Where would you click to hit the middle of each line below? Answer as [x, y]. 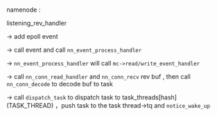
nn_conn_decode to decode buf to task [60, 84]
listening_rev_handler [37, 23]
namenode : [24, 10]
